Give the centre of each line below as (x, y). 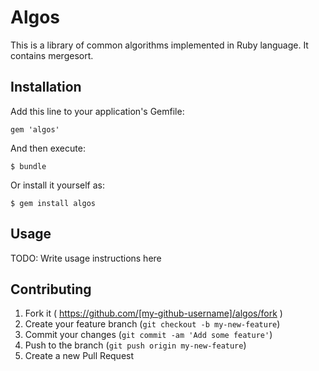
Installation (46, 87)
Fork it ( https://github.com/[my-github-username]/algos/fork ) (153, 313)
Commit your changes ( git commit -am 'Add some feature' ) (148, 335)
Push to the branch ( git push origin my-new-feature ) (135, 345)
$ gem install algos (53, 203)
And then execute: (48, 148)
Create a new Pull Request (79, 356)
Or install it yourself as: (57, 185)
